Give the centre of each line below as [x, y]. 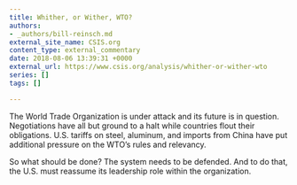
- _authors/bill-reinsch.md [61, 34]
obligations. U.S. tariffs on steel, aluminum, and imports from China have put [148, 135]
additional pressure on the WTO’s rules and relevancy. [108, 144]
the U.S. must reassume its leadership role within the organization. [130, 171]
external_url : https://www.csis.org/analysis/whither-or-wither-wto [138, 67]
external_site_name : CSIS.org [65, 42]
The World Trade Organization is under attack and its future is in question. [144, 116]
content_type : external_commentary [75, 50]
